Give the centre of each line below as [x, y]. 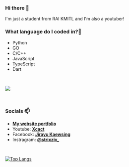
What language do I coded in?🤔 [43, 32]
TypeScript [24, 64]
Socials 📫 [18, 111]
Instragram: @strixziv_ [36, 140]
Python [20, 42]
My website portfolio [34, 124]
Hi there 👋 [17, 8]
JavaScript [23, 58]
